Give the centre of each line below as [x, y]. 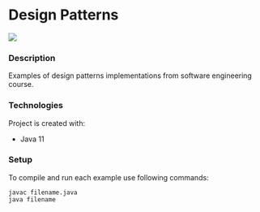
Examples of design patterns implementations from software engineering [130, 76]
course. [21, 84]
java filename [32, 199]
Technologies [36, 106]
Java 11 [32, 139]
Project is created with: [47, 123]
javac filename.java [43, 193]
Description [32, 58]
